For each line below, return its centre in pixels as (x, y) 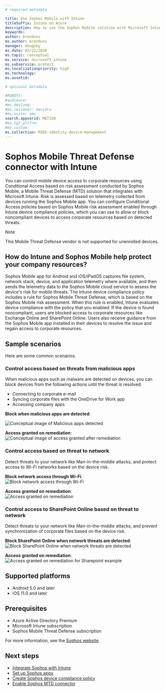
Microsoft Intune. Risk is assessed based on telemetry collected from (75, 196)
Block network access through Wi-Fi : (44, 476)
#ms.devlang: (18, 105)
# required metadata (26, 10)
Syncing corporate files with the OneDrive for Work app (69, 399)
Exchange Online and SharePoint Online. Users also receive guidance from (81, 318)
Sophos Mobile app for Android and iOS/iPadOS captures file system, (75, 276)
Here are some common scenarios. (41, 356)
